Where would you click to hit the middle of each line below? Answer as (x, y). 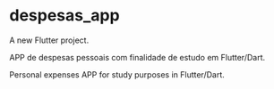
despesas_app (64, 16)
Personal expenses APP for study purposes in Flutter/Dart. (117, 74)
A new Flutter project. (49, 40)
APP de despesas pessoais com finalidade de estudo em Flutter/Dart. (137, 57)
